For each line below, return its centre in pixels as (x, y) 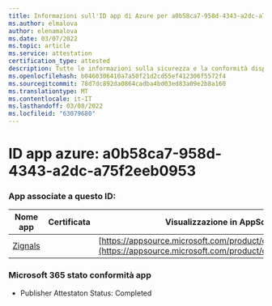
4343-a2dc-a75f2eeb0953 (102, 171)
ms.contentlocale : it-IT (50, 99)
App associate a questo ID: (62, 197)
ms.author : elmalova (43, 23)
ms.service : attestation (50, 53)
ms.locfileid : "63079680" (52, 114)
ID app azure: (54, 154)
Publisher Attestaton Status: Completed (86, 293)
